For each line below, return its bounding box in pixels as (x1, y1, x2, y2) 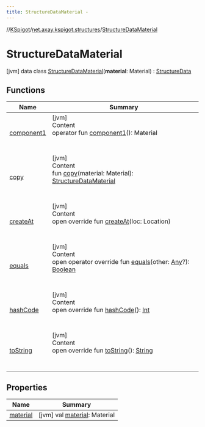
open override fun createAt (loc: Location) (51, 217, 171, 226)
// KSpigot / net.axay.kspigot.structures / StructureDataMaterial (6, 26, 157, 33)
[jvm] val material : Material (38, 411, 115, 419)
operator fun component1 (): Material (51, 129, 157, 137)
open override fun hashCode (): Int (51, 306, 150, 315)
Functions (6, 85, 46, 95)
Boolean (51, 265, 76, 274)
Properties (6, 382, 48, 393)
